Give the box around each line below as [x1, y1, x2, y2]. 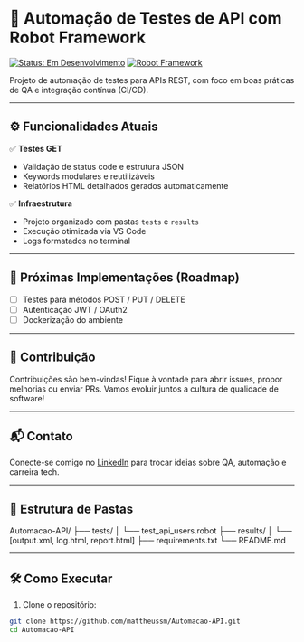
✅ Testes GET [9, 143, 63, 154]
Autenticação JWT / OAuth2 [22, 304, 128, 315]
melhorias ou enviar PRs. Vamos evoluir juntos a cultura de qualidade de [9, 383, 279, 394]
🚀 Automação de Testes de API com [9, 8, 282, 29]
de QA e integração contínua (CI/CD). [9, 84, 149, 95]
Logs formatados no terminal [22, 235, 131, 246]
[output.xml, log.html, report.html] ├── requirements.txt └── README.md [9, 535, 287, 546]
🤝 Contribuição [9, 350, 96, 365]
